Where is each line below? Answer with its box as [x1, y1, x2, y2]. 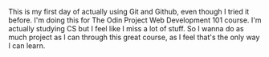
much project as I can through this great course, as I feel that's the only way [8, 32, 260, 42]
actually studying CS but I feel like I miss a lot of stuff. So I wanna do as [8, 24, 244, 33]
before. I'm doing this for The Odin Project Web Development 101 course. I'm [8, 15, 262, 25]
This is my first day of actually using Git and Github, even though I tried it [8, 7, 250, 16]
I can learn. [8, 41, 46, 51]
